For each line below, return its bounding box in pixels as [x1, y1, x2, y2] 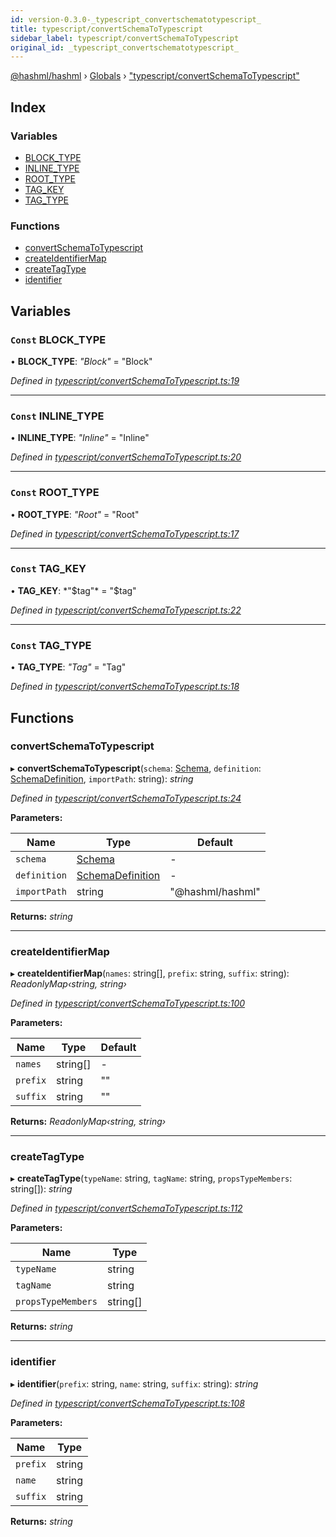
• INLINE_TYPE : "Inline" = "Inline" [10, 432, 150, 444]
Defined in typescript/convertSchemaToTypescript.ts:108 [10, 1397, 245, 1409]
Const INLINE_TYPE [10, 409, 105, 423]
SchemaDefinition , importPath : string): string [10, 772, 194, 785]
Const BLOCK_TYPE [10, 332, 107, 346]
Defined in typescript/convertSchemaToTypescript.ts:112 [10, 1202, 243, 1215]
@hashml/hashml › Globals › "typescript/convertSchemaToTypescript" [10, 70, 300, 82]
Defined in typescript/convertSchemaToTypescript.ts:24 [10, 792, 242, 804]
